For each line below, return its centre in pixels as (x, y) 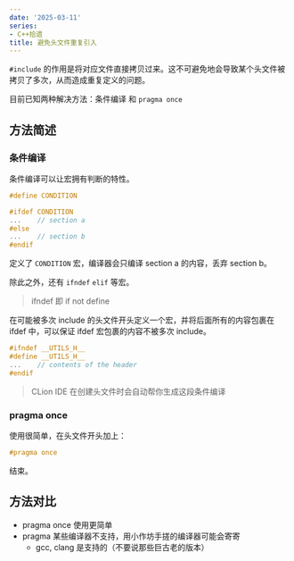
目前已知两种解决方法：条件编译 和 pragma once (96, 99)
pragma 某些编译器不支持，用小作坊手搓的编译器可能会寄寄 (131, 536)
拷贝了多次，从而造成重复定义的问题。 (79, 80)
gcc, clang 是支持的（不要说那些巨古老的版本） (122, 547)
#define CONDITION (43, 196)
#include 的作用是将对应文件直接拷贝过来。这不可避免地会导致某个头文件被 (147, 69)
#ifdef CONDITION (41, 212)
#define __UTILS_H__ (48, 357)
